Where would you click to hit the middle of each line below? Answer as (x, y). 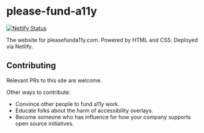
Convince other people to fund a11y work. (67, 104)
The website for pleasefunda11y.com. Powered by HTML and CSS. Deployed (102, 40)
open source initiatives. (45, 123)
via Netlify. (20, 46)
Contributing (31, 66)
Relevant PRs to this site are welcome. (54, 80)
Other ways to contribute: (38, 92)
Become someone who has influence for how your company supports (103, 117)
